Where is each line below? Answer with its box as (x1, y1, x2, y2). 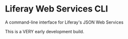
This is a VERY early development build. (5, 28, 85, 34)
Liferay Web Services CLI (5, 3, 108, 14)
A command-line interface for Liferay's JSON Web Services (5, 19, 124, 25)
